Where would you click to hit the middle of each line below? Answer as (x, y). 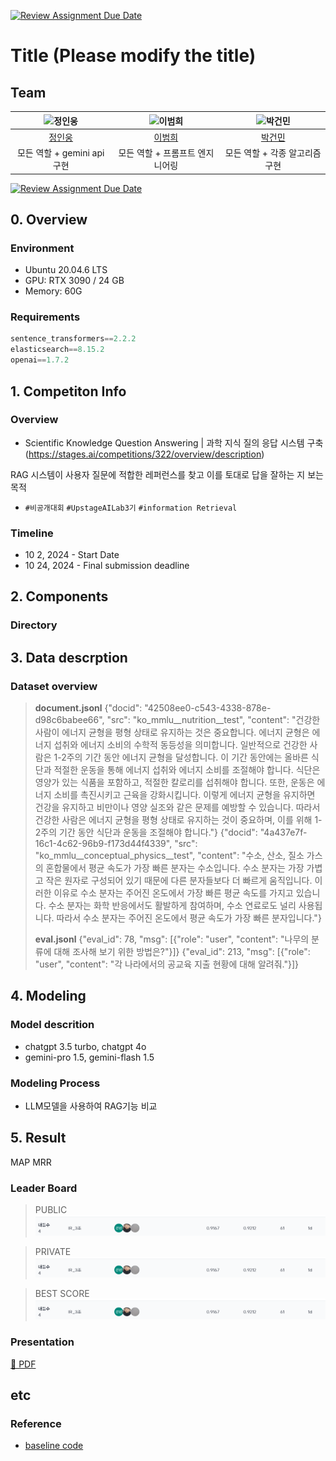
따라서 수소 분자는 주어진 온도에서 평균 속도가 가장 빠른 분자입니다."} (189, 918)
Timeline (32, 533)
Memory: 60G (53, 291)
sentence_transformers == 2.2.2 (73, 339)
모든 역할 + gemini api (60, 153)
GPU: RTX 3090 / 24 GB (74, 281)
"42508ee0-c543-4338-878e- (208, 708)
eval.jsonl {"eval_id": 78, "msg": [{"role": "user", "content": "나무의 (172, 939)
